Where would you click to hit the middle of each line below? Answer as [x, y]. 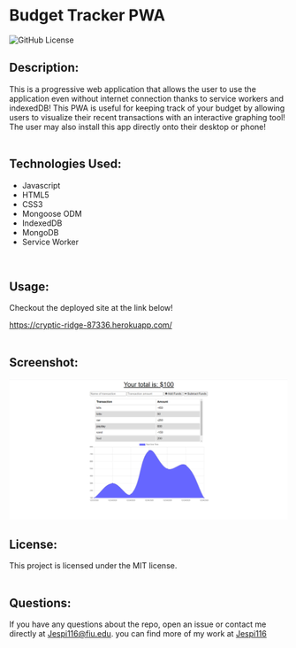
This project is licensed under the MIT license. [93, 566]
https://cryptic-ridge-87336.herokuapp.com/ [91, 325]
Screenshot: [44, 363]
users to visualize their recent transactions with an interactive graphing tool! [147, 117]
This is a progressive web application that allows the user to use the [133, 89]
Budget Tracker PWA [87, 15]
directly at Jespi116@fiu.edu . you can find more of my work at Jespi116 [138, 634]
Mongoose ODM [52, 213]
